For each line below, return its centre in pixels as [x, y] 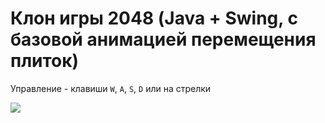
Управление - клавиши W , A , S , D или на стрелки [111, 88]
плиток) [45, 61]
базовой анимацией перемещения [163, 39]
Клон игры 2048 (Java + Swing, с [154, 18]
